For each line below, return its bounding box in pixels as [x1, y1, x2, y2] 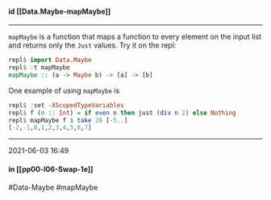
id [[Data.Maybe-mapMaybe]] [8, 6, 111, 16]
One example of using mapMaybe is [8, 85, 120, 95]
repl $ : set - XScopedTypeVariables [8, 101, 125, 109]
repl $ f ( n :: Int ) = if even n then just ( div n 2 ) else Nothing [8, 109, 236, 117]
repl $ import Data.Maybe [8, 56, 92, 65]
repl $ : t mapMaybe [8, 64, 70, 72]
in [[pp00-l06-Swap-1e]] [8, 164, 94, 173]
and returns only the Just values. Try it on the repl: [8, 40, 177, 50]
